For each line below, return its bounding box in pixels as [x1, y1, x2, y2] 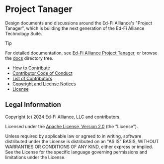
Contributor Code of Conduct [12, 70, 73, 76]
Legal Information [5, 101, 61, 109]
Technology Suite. [5, 30, 42, 36]
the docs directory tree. [5, 55, 54, 61]
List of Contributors [12, 75, 53, 81]
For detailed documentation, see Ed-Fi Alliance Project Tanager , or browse [5, 50, 158, 56]
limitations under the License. [5, 154, 66, 160]
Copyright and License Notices [12, 81, 76, 87]
